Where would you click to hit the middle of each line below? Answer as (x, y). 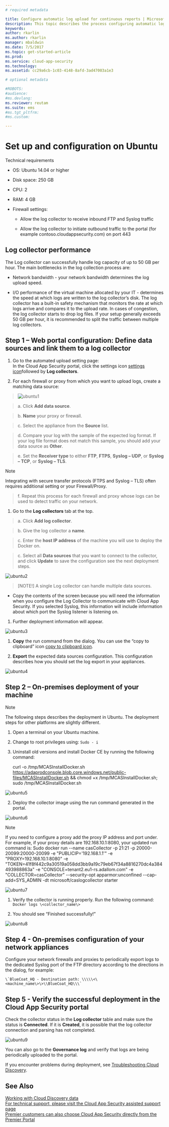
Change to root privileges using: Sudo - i (55, 742)
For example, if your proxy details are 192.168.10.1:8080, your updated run (81, 842)
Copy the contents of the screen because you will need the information (86, 596)
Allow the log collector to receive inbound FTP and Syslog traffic (87, 219)
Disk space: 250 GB (33, 180)
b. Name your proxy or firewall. (50, 416)
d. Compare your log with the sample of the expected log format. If (87, 435)
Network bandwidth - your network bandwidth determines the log (81, 277)
